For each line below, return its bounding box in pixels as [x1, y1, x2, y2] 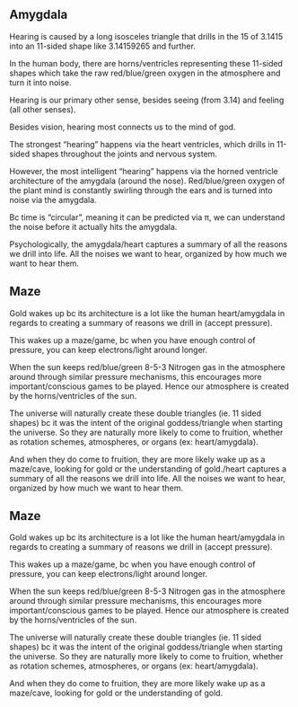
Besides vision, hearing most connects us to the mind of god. [9, 121, 236, 132]
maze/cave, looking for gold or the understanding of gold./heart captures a [9, 463, 287, 474]
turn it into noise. [9, 76, 72, 88]
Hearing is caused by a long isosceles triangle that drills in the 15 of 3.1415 [9, 31, 284, 41]
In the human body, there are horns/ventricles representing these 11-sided [9, 57, 283, 68]
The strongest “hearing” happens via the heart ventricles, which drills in [9, 138, 276, 149]
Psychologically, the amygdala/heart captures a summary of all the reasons [9, 238, 288, 250]
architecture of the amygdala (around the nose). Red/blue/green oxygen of [9, 175, 285, 186]
